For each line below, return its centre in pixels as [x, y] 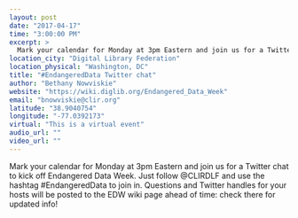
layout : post [33, 17]
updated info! [34, 204]
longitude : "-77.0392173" [57, 116]
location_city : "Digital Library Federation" [94, 58]
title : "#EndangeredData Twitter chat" [83, 75]
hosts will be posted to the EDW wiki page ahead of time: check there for [142, 194]
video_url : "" [35, 141]
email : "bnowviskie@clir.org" [65, 100]
